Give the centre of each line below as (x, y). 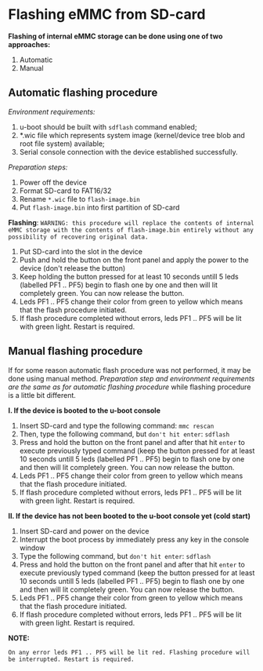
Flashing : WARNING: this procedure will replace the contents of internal (131, 222)
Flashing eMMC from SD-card (107, 15)
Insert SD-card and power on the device (84, 531)
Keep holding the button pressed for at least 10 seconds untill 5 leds (129, 276)
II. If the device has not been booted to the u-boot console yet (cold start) (130, 516)
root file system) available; (62, 144)
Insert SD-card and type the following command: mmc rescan (117, 425)
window (32, 548)
